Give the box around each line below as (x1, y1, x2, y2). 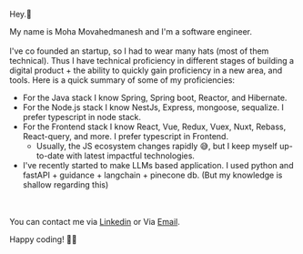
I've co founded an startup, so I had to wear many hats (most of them (9, 46, 269, 56)
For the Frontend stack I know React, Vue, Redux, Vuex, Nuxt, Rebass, (22, 121, 287, 132)
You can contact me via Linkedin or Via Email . (9, 217, 180, 227)
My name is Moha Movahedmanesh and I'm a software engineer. (9, 26, 253, 36)
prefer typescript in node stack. (22, 112, 141, 122)
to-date (35, 150, 65, 161)
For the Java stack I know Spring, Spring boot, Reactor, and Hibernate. (22, 92, 288, 103)
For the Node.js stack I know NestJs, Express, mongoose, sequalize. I (22, 102, 285, 113)
